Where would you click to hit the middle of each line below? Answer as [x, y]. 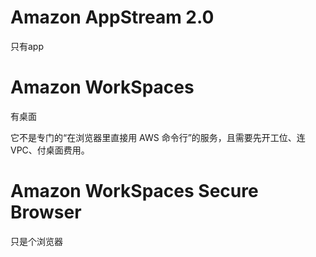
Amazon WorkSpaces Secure [134, 191]
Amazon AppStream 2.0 [112, 17]
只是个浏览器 [36, 241]
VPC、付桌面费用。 [50, 150]
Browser [46, 212]
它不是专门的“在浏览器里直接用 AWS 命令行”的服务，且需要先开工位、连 [158, 137]
